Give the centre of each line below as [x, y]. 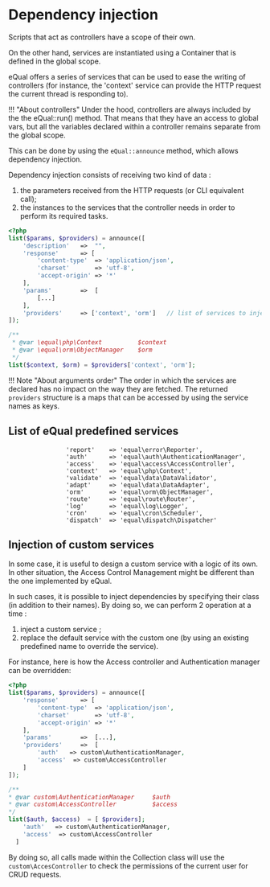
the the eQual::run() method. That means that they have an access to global [133, 117]
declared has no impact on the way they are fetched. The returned [118, 388]
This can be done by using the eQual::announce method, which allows [123, 150]
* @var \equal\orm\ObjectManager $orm [82, 350]
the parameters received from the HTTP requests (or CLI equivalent [132, 190]
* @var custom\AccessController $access [93, 805]
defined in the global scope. [55, 61]
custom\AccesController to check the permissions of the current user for [128, 865]
